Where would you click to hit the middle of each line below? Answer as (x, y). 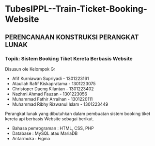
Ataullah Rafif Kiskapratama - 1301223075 (54, 83)
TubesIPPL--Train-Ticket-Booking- (76, 9)
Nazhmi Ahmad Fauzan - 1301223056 (50, 94)
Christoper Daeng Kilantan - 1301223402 (53, 89)
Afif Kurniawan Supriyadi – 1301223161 (50, 78)
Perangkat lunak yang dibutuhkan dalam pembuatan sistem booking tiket (78, 114)
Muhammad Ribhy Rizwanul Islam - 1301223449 (60, 104)
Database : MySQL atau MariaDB (45, 133)
